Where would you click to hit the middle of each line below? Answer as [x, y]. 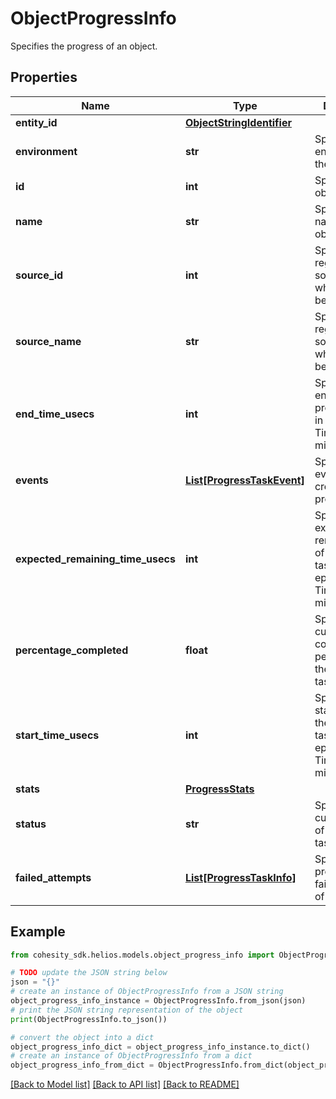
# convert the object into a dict [82, 1037]
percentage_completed [72, 650]
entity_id [36, 122]
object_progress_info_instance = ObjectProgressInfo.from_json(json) [158, 1001]
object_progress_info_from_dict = [82, 1065]
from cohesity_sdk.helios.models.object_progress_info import [142, 955]
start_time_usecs [57, 735]
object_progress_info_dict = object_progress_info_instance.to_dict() [160, 1047]
